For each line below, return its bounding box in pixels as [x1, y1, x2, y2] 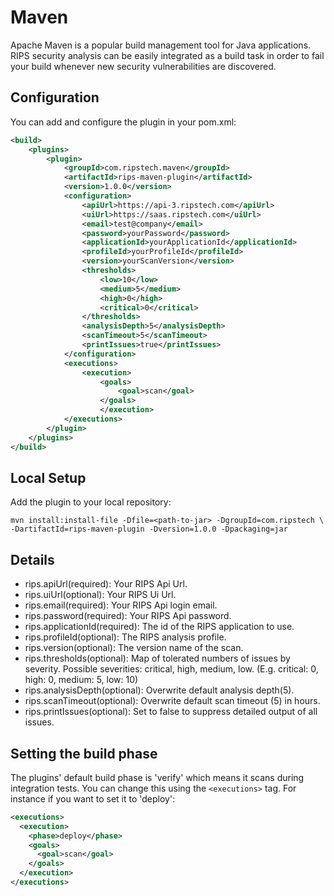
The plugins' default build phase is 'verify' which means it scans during [10, 771, 305, 783]
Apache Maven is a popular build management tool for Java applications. [10, 39, 312, 51]
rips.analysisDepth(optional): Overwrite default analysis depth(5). [24, 684, 295, 696]
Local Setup [10, 469, 87, 486]
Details [10, 551, 55, 568]
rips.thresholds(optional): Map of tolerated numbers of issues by [24, 652, 291, 665]
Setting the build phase [10, 745, 158, 762]
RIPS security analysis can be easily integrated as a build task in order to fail [10, 49, 325, 61]
